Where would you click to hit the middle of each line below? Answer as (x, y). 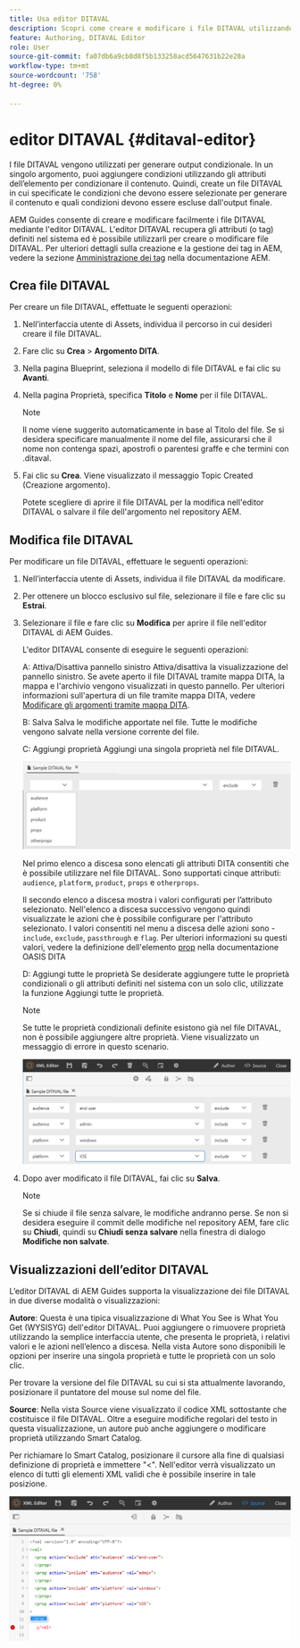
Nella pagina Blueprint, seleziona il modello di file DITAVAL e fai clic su (151, 368)
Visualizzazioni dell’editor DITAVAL (109, 1270)
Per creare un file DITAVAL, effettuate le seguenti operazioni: (121, 307)
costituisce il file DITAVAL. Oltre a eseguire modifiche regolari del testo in (144, 1419)
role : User (29, 47)
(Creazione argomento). (66, 485)
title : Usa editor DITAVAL (59, 19)
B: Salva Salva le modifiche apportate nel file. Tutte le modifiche (140, 723)
